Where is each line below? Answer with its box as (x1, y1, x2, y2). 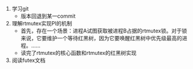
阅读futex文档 (11, 57, 46, 64)
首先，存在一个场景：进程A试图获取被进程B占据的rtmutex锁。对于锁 (20, 27, 187, 34)
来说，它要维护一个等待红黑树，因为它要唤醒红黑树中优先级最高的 (20, 35, 182, 41)
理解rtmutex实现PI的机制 (11, 20, 72, 27)
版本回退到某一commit (20, 12, 76, 19)
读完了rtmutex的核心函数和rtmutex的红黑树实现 (20, 50, 137, 56)
